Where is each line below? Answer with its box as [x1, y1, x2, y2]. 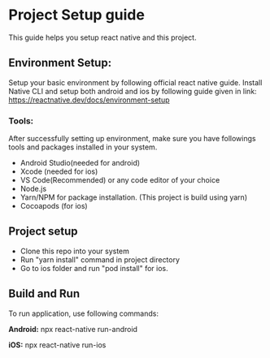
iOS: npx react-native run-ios [8, 339, 107, 350]
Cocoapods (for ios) [20, 201, 88, 211]
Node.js [20, 184, 47, 194]
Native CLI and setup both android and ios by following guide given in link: [8, 86, 258, 96]
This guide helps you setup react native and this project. [8, 32, 197, 42]
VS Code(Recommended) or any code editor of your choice [20, 175, 220, 185]
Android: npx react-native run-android [8, 324, 138, 334]
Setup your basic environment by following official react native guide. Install [8, 77, 263, 87]
